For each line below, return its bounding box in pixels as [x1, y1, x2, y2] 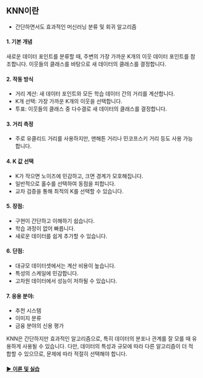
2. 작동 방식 [6, 75, 34, 83]
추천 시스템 [15, 307, 42, 314]
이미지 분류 [15, 315, 42, 322]
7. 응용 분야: [6, 292, 35, 300]
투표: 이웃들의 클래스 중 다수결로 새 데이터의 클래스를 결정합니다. [15, 105, 168, 112]
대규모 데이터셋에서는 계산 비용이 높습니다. [15, 262, 116, 269]
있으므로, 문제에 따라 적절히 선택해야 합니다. [24, 350, 127, 357]
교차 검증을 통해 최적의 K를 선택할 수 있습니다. [15, 187, 124, 194]
